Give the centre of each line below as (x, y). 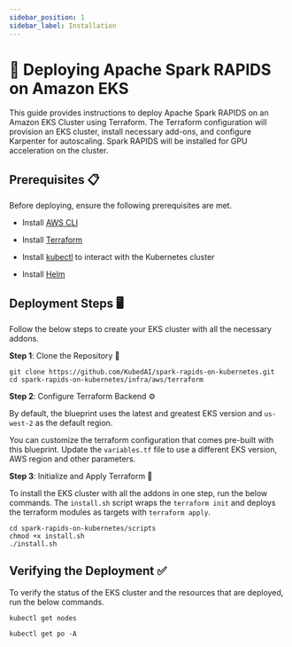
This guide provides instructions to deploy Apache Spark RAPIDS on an (139, 113)
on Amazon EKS (69, 88)
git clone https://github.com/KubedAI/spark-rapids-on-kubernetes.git (142, 372)
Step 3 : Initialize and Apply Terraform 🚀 (81, 477)
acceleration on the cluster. (59, 151)
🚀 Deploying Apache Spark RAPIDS (140, 70)
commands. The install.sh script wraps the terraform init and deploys (142, 503)
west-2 (21, 424)
